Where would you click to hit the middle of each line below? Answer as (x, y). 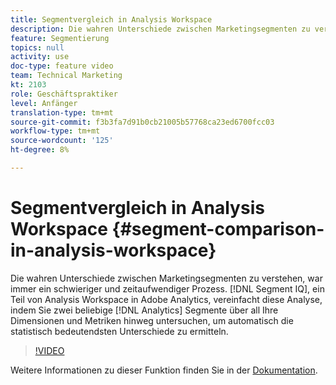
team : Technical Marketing (66, 76)
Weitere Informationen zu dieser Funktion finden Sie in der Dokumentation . (164, 370)
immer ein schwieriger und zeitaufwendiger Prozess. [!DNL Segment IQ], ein (167, 288)
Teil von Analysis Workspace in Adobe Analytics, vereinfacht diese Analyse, (166, 299)
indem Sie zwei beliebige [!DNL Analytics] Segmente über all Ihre (144, 310)
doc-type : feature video (62, 66)
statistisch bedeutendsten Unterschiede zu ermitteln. (119, 331)
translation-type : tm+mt (62, 112)
